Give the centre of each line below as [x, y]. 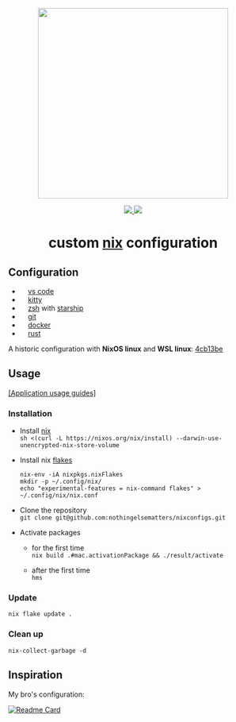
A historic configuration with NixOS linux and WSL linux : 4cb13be [116, 349]
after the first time [61, 570]
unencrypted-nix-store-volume [70, 446]
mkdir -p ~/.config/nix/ [61, 482]
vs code [41, 291]
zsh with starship [55, 308]
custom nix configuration [133, 243]
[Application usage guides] [52, 392]
